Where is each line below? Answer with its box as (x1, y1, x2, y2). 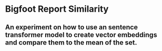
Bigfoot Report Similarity (5, 3, 109, 15)
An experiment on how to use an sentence (5, 23, 138, 31)
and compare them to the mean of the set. (5, 38, 137, 47)
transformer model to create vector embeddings (5, 30, 158, 39)
